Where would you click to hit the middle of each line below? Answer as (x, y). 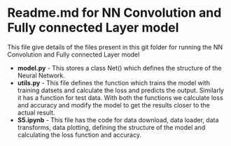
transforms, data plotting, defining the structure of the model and (111, 127)
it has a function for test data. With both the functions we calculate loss (120, 97)
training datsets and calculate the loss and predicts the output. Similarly (120, 90)
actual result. (36, 112)
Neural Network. (41, 75)
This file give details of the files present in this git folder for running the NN (115, 47)
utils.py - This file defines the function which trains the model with (113, 82)
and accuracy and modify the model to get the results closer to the (113, 105)
